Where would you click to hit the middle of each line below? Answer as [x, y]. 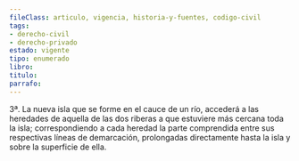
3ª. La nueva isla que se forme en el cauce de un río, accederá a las [134, 109]
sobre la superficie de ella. [58, 147]
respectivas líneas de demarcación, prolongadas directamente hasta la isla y [150, 137]
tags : [19, 26]
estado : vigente [39, 51]
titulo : [24, 76]
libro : [21, 68]
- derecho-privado [43, 42]
